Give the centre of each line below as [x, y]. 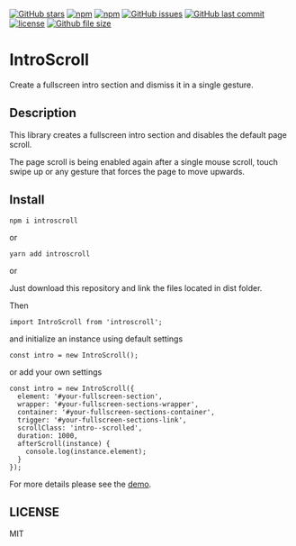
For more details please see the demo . [81, 484]
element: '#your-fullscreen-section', [90, 396]
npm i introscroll [44, 221]
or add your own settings [56, 372]
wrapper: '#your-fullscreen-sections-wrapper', [108, 404]
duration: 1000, [48, 436]
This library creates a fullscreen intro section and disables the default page [148, 134]
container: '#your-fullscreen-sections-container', [117, 412]
